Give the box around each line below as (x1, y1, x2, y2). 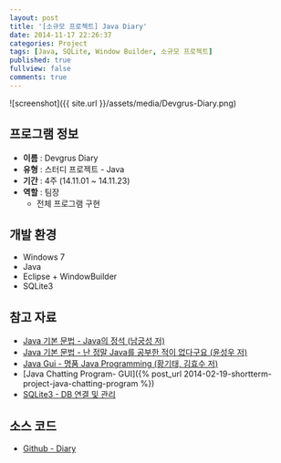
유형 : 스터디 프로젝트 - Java (22, 163, 125, 174)
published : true (9, 56, 71, 65)
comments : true (9, 73, 68, 82)
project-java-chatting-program (22, 378, 139, 389)
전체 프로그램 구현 (36, 198, 100, 209)
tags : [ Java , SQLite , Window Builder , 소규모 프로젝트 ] (9, 47, 213, 57)
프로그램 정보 (9, 127, 79, 142)
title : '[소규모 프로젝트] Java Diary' (9, 22, 148, 31)
